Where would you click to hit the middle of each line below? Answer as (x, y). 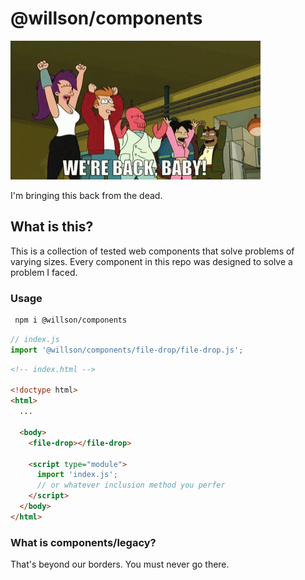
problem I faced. (44, 272)
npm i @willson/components (71, 320)
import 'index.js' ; (77, 475)
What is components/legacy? (83, 542)
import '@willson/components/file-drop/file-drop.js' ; (127, 350)
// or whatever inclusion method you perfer (131, 485)
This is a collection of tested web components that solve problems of (152, 251)
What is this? (52, 227)
